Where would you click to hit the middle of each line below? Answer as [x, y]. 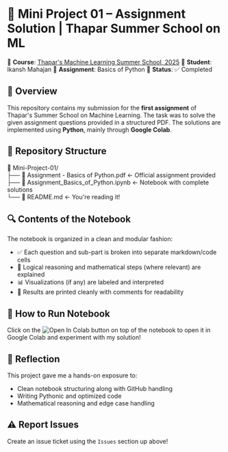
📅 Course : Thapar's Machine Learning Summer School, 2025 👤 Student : [110, 62]
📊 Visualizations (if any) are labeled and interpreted [90, 282]
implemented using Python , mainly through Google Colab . [90, 129]
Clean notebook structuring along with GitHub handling [95, 389]
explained [31, 275]
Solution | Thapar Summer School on [114, 28]
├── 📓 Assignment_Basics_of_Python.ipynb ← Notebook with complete [108, 182]
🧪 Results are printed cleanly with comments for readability [100, 292]
